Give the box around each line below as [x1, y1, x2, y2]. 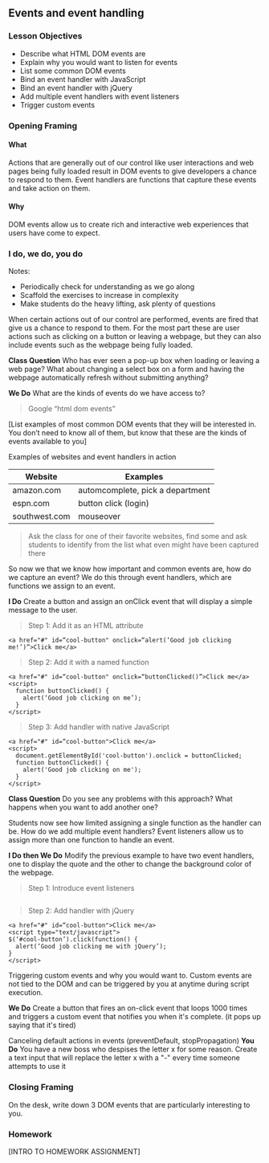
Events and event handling [8, 6, 145, 20]
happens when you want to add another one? [8, 802, 158, 812]
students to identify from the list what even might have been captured [27, 540, 259, 549]
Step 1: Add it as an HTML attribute [27, 621, 144, 630]
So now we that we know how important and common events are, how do [8, 564, 251, 573]
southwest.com [12, 511, 71, 522]
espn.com [12, 498, 51, 509]
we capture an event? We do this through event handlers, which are [8, 573, 232, 582]
